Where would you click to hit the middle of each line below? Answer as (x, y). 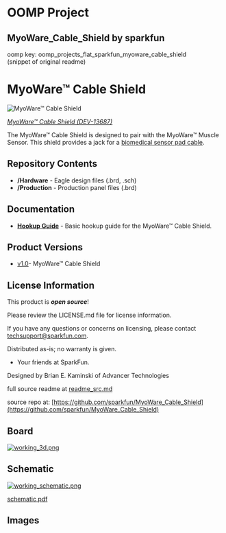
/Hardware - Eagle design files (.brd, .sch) (77, 180)
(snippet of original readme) (47, 62)
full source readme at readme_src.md (60, 389)
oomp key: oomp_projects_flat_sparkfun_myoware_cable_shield (97, 54)
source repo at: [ (30, 402)
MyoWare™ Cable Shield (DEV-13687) (60, 121)
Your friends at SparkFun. (53, 362)
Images (23, 520)
